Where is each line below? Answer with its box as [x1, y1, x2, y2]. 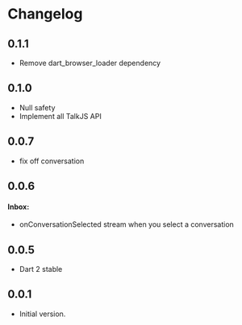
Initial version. [19, 309, 66, 319]
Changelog [7, 5, 83, 23]
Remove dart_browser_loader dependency [19, 58, 161, 68]
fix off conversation [19, 156, 85, 166]
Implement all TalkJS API [19, 111, 102, 121]
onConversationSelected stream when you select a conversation [19, 220, 235, 229]
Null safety [19, 102, 56, 113]
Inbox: [7, 202, 30, 212]
